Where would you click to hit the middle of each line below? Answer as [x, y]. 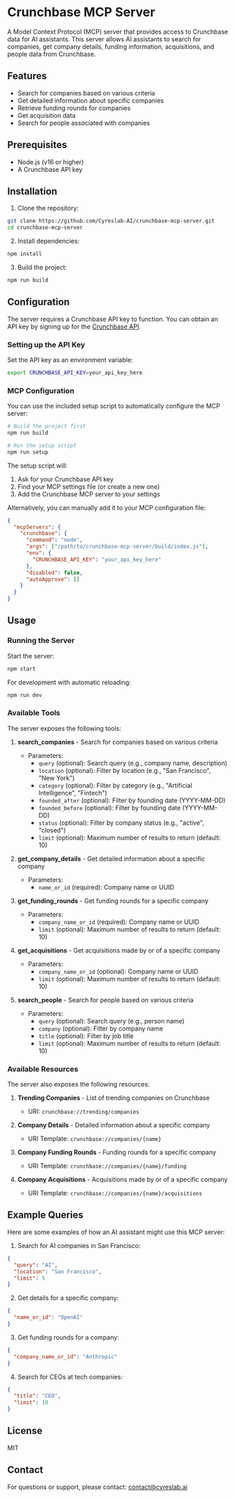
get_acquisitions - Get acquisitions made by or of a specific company [119, 950]
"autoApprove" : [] [53, 579]
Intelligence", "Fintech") [73, 793]
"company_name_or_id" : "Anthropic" [66, 1357]
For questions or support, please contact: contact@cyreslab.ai [98, 1487]
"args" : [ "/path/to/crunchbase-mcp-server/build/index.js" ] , [117, 547]
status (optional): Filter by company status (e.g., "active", [121, 823]
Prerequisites [37, 145]
